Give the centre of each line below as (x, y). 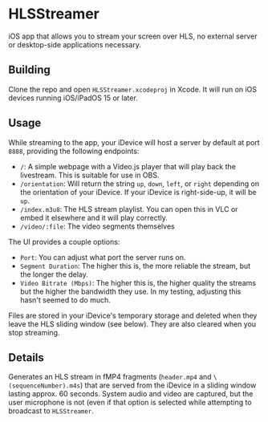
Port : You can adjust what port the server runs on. (103, 257)
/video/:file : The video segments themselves (97, 226)
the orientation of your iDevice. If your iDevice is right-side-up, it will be (138, 192)
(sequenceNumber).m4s (45, 386)
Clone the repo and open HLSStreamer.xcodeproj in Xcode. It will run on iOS (133, 89)
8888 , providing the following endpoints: (74, 151)
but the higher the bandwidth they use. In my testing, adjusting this (130, 291)
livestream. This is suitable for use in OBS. (89, 175)
